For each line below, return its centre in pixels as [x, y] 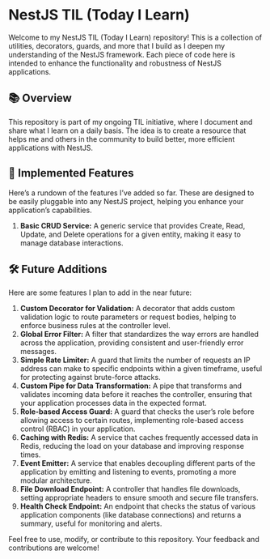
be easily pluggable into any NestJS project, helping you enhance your [126, 201]
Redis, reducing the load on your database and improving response [132, 446]
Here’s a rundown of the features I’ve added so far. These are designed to [131, 193]
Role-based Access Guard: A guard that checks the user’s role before [137, 412]
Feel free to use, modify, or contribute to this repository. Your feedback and [134, 540]
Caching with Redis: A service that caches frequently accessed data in [139, 437]
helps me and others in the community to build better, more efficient [122, 139]
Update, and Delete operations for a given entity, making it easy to [130, 234]
